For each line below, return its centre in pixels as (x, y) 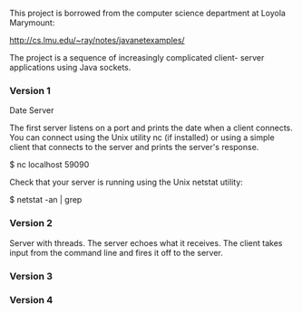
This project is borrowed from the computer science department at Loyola (147, 13)
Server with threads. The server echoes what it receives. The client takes (146, 242)
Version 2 (31, 223)
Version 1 (30, 90)
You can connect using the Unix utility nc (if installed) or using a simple (142, 138)
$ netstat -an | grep (46, 200)
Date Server (32, 110)
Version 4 (31, 300)
